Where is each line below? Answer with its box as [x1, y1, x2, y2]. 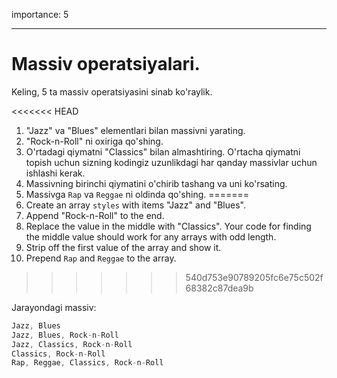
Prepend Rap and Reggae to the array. [25, 252, 177, 264]
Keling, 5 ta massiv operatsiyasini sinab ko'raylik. [11, 85, 213, 98]
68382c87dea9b [185, 282, 254, 294]
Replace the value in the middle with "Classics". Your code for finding [25, 220, 312, 232]
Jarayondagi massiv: [11, 301, 97, 313]
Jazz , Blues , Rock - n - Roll [11, 330, 119, 340]
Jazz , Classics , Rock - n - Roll [11, 339, 133, 349]
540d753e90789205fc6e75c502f [185, 271, 324, 283]
